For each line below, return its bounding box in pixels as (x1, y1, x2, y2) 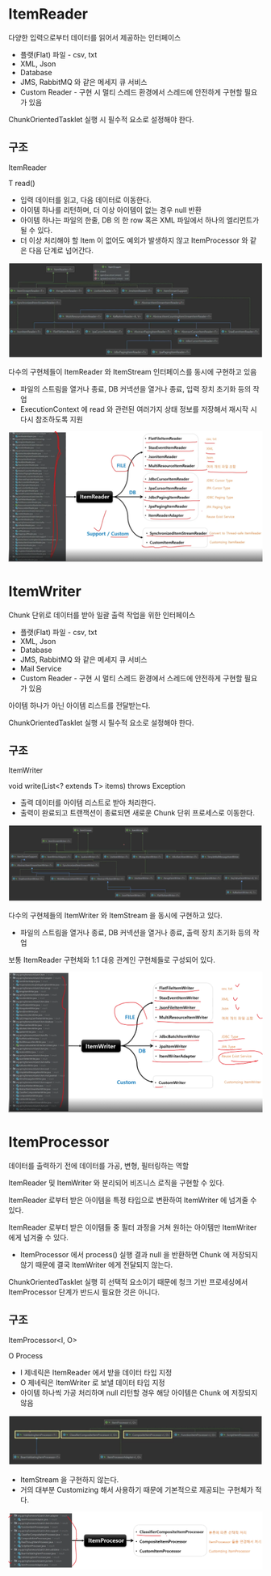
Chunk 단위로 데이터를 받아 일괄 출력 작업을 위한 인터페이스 (8, 610, 196, 620)
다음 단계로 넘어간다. (28, 245, 94, 255)
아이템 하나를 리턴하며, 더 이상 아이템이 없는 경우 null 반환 (19, 205, 202, 214)
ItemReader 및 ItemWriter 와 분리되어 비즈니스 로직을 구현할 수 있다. (8, 1178, 225, 1188)
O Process (8, 1350, 43, 1360)
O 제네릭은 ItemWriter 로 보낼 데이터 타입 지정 (19, 1377, 165, 1387)
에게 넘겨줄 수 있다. (8, 1233, 69, 1243)
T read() (8, 178, 35, 188)
